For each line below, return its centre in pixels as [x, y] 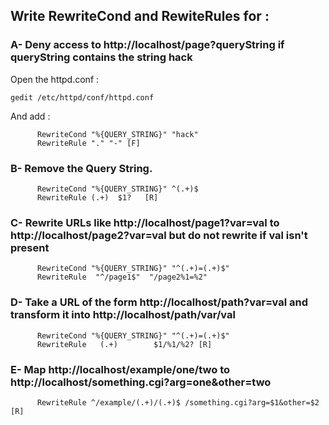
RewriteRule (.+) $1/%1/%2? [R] [124, 344]
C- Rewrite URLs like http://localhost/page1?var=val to [145, 222]
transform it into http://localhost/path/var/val [123, 315]
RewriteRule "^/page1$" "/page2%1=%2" [122, 277]
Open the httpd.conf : [55, 79]
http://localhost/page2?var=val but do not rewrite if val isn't [159, 235]
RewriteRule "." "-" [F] [88, 143]
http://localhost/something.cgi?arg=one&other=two [141, 382]
